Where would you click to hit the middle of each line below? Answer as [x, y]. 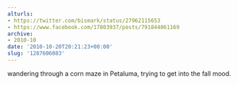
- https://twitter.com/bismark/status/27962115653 [84, 21]
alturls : [20, 14]
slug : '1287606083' [36, 54]
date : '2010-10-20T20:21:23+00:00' [60, 47]
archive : [20, 34]
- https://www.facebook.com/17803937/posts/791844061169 [94, 27]
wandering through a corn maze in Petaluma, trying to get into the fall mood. [119, 73]
